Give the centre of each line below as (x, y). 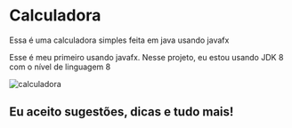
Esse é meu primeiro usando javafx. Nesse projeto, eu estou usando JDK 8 (146, 57)
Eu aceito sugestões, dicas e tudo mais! (122, 112)
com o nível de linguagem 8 (60, 67)
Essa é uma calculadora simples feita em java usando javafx (119, 40)
